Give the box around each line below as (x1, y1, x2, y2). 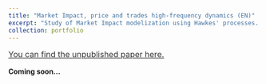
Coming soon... (8, 67, 62, 76)
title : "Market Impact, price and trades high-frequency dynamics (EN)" (8, 11, 256, 20)
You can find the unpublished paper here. (8, 49, 165, 60)
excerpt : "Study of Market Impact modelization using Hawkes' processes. (8, 19, 260, 27)
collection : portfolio (8, 26, 84, 34)
